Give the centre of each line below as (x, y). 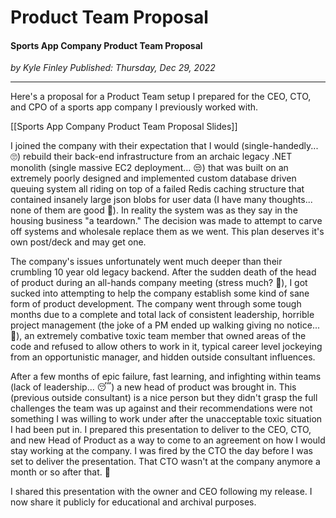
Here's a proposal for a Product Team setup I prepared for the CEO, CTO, (161, 97)
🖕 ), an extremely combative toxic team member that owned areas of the (158, 336)
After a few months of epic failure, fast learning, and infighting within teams (166, 377)
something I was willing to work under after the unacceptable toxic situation (166, 419)
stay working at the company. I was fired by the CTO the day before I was (161, 451)
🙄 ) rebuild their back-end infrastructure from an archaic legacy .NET (151, 157)
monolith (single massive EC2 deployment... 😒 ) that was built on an (149, 168)
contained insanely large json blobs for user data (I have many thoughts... (161, 200)
